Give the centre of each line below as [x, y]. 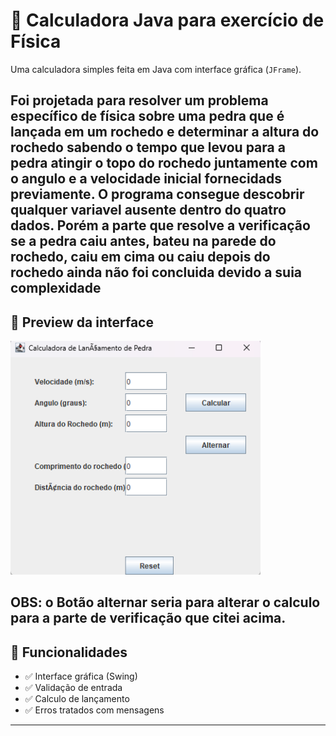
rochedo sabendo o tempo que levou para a [148, 147]
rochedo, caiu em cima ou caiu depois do [140, 257]
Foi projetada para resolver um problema [139, 100]
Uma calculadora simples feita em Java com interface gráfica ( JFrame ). [156, 69]
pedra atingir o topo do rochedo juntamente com [164, 163]
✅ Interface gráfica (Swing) [81, 676]
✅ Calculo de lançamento [77, 699]
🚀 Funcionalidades [69, 652]
